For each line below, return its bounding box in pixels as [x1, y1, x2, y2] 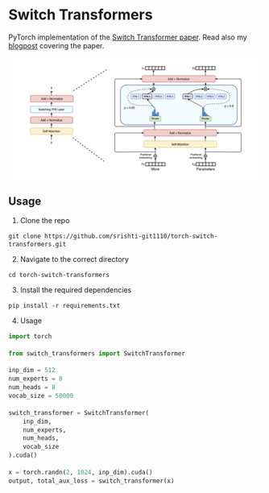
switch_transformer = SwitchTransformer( [8, 408, 150, 416]
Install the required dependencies [19, 284, 132, 295]
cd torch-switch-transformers [8, 271, 110, 279]
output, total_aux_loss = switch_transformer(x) [8, 477, 175, 485]
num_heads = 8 [8, 383, 56, 391]
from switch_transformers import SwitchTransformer [8, 349, 185, 358]
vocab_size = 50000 [8, 392, 74, 400]
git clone [8, 232, 42, 240]
